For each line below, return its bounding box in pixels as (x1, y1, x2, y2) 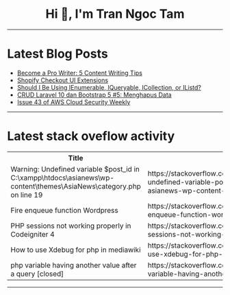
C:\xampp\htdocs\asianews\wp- (10, 173, 115, 182)
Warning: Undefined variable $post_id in (10, 164, 140, 174)
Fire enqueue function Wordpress (10, 205, 118, 215)
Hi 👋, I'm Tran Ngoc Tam (45, 6, 185, 22)
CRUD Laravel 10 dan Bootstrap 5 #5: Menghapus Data (16, 91, 172, 99)
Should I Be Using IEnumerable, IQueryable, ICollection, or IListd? (16, 83, 202, 91)
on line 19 (10, 190, 43, 200)
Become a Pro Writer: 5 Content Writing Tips (16, 69, 142, 77)
